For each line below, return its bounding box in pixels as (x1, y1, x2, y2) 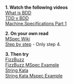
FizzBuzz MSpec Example (5, 62, 59, 68)
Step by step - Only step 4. (5, 41, 61, 47)
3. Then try (5, 51, 29, 57)
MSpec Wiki (5, 36, 30, 42)
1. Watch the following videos (5, 5, 68, 10)
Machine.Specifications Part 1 (5, 20, 67, 26)
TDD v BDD (5, 15, 29, 21)
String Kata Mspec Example (5, 73, 63, 78)
